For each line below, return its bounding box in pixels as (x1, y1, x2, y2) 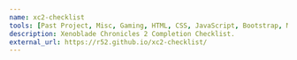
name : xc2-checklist (9, 12, 86, 22)
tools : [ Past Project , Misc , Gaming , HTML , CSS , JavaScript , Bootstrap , (9, 21, 283, 30)
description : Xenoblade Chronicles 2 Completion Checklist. (9, 29, 236, 38)
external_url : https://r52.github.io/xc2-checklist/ (9, 37, 208, 47)
